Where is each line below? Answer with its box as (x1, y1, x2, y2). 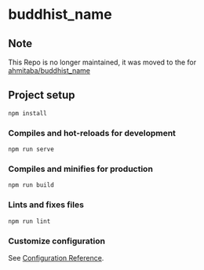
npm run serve (8, 145, 55, 154)
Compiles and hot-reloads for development (8, 127, 177, 138)
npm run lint (8, 217, 51, 225)
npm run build (8, 181, 55, 189)
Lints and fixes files (8, 199, 85, 210)
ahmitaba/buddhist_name (8, 66, 90, 75)
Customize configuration (8, 235, 106, 246)
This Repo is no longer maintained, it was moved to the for (8, 57, 197, 67)
